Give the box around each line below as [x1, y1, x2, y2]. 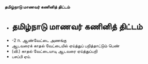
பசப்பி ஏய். [11, 53, 31, 59]
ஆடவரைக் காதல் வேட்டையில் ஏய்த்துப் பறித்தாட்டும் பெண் [11, 43, 120, 49]
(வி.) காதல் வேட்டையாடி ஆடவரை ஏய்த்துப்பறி [11, 48, 98, 54]
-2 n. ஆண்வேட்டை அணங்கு [11, 37, 66, 43]
